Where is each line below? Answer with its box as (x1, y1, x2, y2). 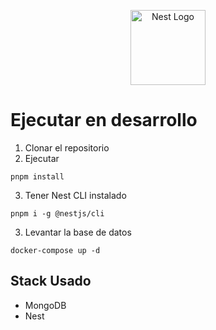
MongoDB (24, 299, 67, 311)
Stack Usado (10, 273, 92, 290)
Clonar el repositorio (24, 141, 110, 154)
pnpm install (10, 171, 65, 182)
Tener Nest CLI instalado (24, 189, 127, 201)
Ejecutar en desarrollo (10, 109, 198, 132)
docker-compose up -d (10, 245, 101, 255)
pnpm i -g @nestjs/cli (10, 208, 105, 219)
